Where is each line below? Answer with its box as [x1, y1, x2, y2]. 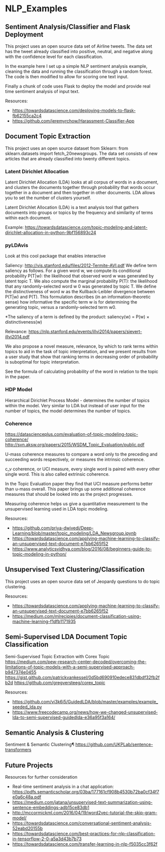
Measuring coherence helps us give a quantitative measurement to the [5, 501, 148, 507]
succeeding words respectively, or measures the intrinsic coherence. [5, 456, 145, 462]
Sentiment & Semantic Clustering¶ [5, 741, 75, 748]
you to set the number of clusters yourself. [5, 195, 91, 201]
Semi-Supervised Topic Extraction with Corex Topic [5, 653, 110, 659]
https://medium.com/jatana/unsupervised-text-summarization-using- [12, 799, 153, 805]
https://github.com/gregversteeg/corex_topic [14, 679, 106, 685]
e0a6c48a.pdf [12, 794, 42, 800]
